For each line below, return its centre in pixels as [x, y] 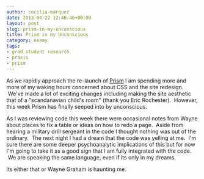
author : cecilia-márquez [38, 12]
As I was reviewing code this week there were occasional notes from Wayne [102, 118]
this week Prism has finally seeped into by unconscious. [77, 106]
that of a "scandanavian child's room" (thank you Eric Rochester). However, [102, 100]
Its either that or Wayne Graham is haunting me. [66, 169]
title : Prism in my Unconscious [47, 35]
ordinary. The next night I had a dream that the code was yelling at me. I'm [101, 137]
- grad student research [38, 52]
